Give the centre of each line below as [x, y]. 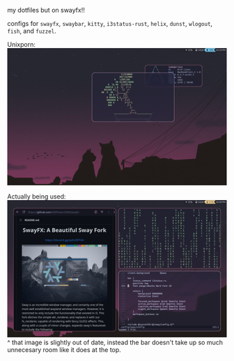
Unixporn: [22, 44]
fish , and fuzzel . [32, 31]
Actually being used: [37, 197]
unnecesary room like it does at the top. [64, 350]
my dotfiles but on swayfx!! [46, 10]
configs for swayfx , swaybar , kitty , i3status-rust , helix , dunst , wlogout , [110, 23]
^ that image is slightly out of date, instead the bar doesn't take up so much [115, 342]
